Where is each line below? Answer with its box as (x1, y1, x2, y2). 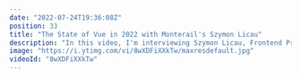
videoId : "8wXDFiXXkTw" (9, 55, 99, 64)
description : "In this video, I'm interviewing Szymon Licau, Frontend (9, 38, 282, 48)
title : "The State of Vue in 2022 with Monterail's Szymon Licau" (9, 30, 262, 39)
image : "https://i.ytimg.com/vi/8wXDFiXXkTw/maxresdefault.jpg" (9, 47, 254, 56)
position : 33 (9, 22, 58, 30)
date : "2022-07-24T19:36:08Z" (9, 13, 123, 22)
